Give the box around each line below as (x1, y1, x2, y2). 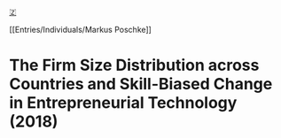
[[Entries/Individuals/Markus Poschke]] (9, 25, 152, 34)
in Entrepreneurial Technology (9, 93, 238, 113)
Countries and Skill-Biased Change (9, 74, 273, 95)
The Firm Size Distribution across (9, 56, 260, 75)
